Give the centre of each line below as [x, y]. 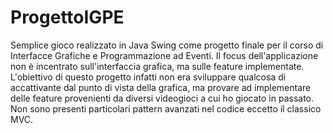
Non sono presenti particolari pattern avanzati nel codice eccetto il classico [166, 108]
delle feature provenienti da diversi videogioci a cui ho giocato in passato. [162, 98]
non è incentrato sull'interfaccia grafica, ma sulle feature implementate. [157, 66]
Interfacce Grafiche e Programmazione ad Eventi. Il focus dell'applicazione [164, 55]
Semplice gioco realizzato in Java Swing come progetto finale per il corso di [167, 45]
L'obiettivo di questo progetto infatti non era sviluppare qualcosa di [148, 77]
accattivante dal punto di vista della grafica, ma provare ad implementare [161, 87]
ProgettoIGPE [67, 17]
